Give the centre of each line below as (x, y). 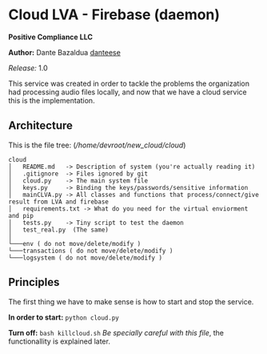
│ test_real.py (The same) (59, 230)
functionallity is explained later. (59, 341)
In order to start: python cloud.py (64, 317)
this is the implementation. (52, 100)
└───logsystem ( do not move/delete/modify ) (85, 258)
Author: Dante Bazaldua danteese (65, 52)
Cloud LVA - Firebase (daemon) (114, 15)
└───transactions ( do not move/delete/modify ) (91, 251)
